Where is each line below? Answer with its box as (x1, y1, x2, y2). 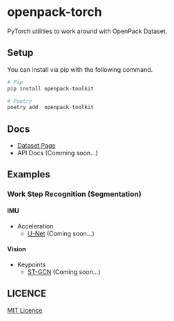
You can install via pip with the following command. (7, 65, 153, 73)
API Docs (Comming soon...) (17, 149, 99, 157)
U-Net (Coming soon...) (27, 229, 95, 237)
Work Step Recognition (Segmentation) (7, 189, 142, 199)
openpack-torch (7, 4, 102, 20)
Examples (7, 168, 50, 180)
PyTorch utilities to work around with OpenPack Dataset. (7, 27, 168, 35)
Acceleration (17, 222, 54, 230)
